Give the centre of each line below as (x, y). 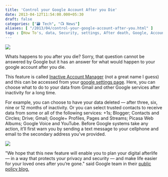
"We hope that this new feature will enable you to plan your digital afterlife (81, 153)
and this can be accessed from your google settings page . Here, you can (80, 82)
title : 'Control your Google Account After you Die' (61, 10)
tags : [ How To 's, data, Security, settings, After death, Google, (77, 33)
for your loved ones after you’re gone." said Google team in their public (78, 164)
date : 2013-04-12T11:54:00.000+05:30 (44, 14)
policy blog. (17, 169)
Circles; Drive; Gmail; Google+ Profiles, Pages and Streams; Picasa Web (79, 118)
